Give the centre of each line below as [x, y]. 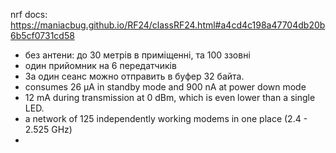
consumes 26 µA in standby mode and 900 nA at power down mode [165, 87]
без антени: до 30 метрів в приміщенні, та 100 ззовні [137, 55]
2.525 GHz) [48, 129]
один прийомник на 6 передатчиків [100, 65]
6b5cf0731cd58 [42, 35]
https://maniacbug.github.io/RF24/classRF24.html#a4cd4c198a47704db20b [168, 25]
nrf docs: [29, 14]
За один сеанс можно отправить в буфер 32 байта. [134, 76]
